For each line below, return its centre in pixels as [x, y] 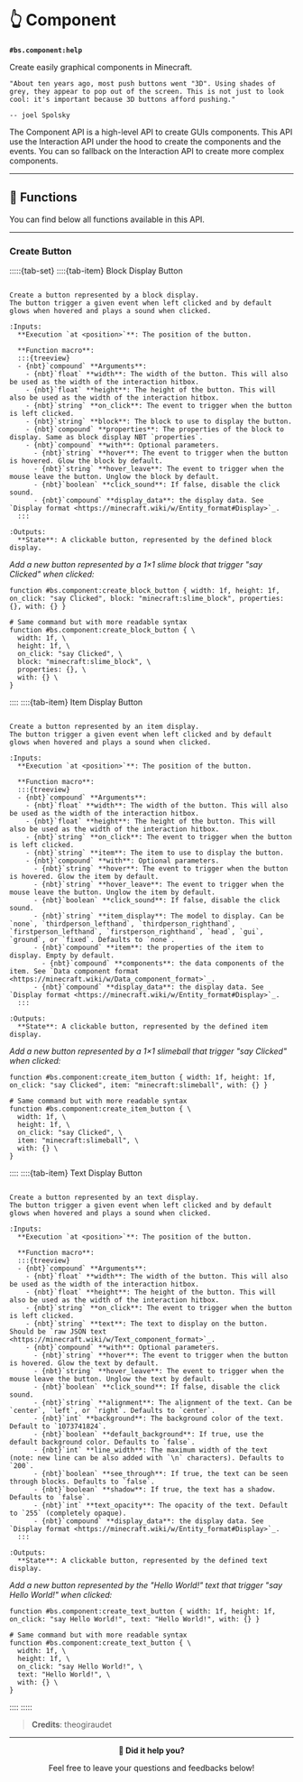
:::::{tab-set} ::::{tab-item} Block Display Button [96, 271]
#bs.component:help [46, 50]
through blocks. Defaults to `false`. [82, 1482]
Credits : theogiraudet [72, 1725]
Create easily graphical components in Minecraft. [101, 67]
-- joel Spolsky [40, 115]
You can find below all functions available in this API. [107, 219]
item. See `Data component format [74, 972]
